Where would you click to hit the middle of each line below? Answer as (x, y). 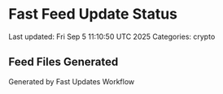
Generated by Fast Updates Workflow (72, 81)
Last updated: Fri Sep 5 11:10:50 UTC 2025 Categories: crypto (112, 36)
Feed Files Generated (63, 62)
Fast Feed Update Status (93, 14)
